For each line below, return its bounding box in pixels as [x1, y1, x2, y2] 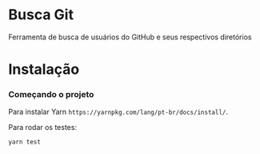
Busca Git [8, 6, 74, 24]
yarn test [8, 138, 42, 146]
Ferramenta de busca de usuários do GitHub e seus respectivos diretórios [8, 32, 252, 42]
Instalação [8, 60, 80, 79]
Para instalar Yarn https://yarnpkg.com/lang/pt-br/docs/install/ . [8, 107, 229, 117]
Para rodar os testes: [8, 123, 78, 132]
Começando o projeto [8, 89, 94, 100]
